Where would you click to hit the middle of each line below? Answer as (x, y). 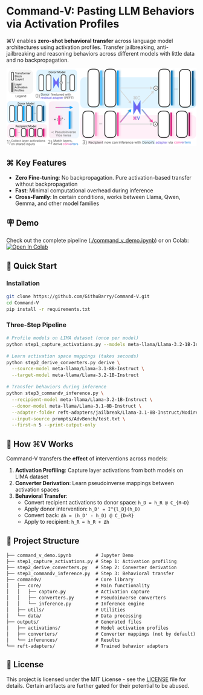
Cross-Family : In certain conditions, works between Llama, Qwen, (98, 197)
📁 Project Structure (43, 540)
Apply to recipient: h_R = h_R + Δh (67, 522)
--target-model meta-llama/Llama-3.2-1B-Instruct (75, 375)
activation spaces (37, 490)
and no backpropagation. (38, 60)
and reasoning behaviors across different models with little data (115, 53)
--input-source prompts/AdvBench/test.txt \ (69, 419)
